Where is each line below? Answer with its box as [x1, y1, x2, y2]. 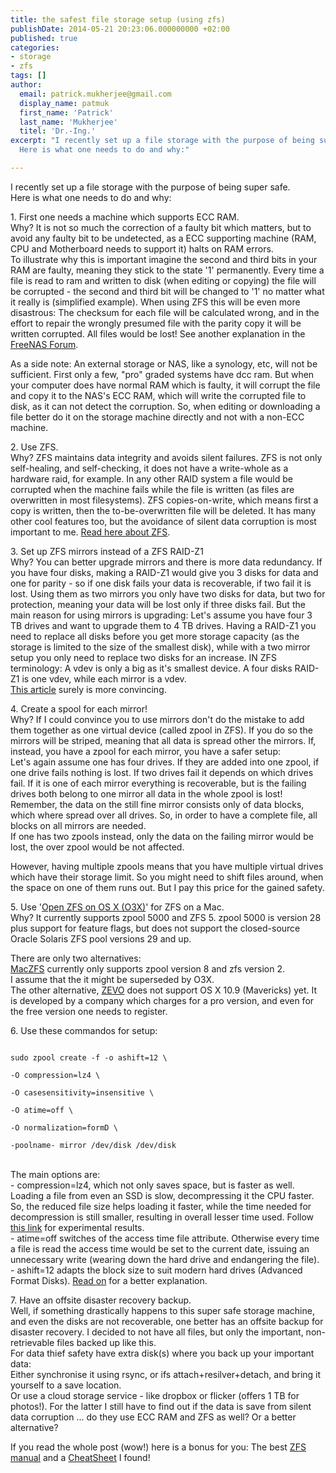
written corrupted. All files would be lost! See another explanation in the [10, 327, 306, 340]
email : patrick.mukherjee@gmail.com [19, 89, 172, 99]
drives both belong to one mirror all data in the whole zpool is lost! [10, 787, 283, 800]
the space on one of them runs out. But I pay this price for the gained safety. [10, 881, 325, 893]
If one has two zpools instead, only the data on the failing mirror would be [10, 830, 314, 842]
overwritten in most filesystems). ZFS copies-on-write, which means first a [10, 494, 319, 506]
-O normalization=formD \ [10, 1122, 118, 1133]
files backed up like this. [56, 1336, 157, 1348]
